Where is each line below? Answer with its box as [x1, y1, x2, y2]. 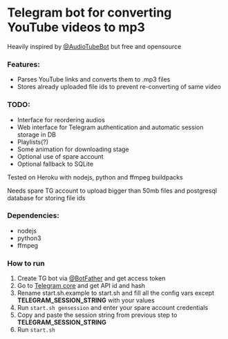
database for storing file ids [7, 193, 86, 202]
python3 [17, 233, 41, 242]
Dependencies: [7, 211, 60, 220]
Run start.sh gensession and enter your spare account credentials [17, 304, 209, 312]
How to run [7, 258, 45, 268]
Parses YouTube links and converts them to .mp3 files [17, 75, 171, 84]
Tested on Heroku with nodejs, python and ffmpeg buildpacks [7, 173, 183, 181]
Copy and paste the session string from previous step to [17, 311, 178, 319]
